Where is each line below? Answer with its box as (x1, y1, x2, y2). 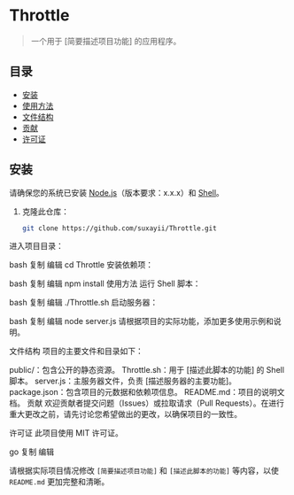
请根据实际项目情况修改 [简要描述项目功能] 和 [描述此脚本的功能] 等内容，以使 (9, 466, 279, 476)
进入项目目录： (9, 241, 64, 251)
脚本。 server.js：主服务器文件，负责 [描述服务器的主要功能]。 (9, 375, 237, 386)
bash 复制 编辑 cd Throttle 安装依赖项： (9, 259, 153, 270)
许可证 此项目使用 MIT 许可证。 (9, 428, 124, 438)
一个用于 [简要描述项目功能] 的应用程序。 (30, 35, 182, 46)
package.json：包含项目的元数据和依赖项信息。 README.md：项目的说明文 (9, 387, 285, 398)
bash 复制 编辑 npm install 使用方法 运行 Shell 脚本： (9, 278, 201, 289)
